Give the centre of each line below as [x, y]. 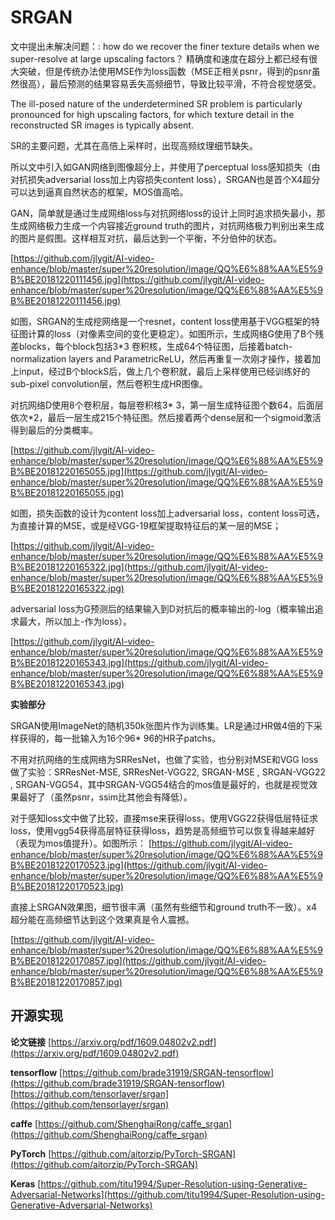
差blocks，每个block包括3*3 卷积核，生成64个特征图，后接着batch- [151, 346]
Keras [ [26, 1183]
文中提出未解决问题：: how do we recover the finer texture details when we [165, 46]
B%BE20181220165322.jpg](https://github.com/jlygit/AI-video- [139, 567]
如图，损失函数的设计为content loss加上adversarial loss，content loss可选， [167, 513]
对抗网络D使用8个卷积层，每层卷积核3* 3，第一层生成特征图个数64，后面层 [167, 405]
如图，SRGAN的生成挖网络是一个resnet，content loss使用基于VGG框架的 [161, 321]
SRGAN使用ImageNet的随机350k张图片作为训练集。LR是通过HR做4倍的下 [162, 725]
